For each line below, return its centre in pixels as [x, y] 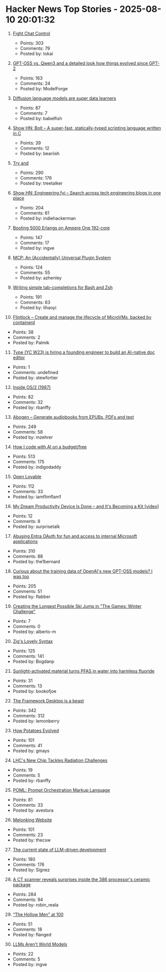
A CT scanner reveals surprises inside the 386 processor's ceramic [81, 879]
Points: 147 [31, 237]
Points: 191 [31, 297]
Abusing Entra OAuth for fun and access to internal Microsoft [75, 536]
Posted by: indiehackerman [48, 218]
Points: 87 [30, 108]
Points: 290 [32, 173]
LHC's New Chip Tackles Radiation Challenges [60, 760]
